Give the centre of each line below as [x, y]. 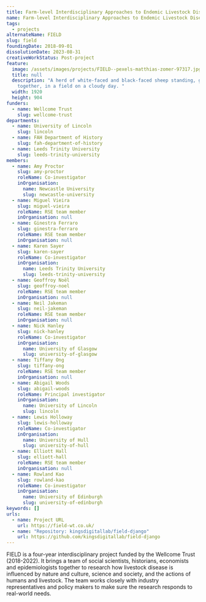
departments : [23, 120]
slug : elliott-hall [42, 457]
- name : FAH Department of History [57, 138]
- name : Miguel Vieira [41, 200]
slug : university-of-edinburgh [63, 503]
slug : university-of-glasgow [60, 354]
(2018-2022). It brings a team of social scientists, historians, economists [97, 561]
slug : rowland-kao [41, 480]
